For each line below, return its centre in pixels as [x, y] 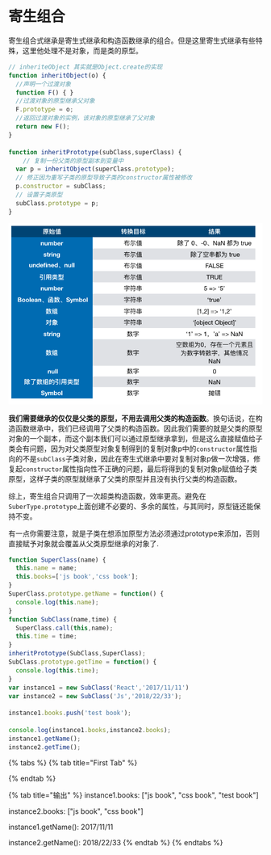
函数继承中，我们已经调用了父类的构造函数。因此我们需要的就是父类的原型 [139, 428]
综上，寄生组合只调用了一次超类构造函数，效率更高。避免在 [107, 496]
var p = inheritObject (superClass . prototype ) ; [95, 169]
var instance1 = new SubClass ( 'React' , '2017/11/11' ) [99, 688]
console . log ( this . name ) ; [57, 602]
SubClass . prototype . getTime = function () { [83, 662]
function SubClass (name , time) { [63, 619]
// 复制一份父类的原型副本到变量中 [73, 161]
